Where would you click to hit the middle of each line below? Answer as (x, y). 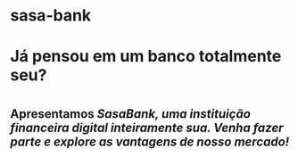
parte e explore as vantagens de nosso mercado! (150, 141)
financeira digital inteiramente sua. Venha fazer (147, 127)
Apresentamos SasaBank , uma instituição (130, 114)
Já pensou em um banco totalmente (146, 57)
